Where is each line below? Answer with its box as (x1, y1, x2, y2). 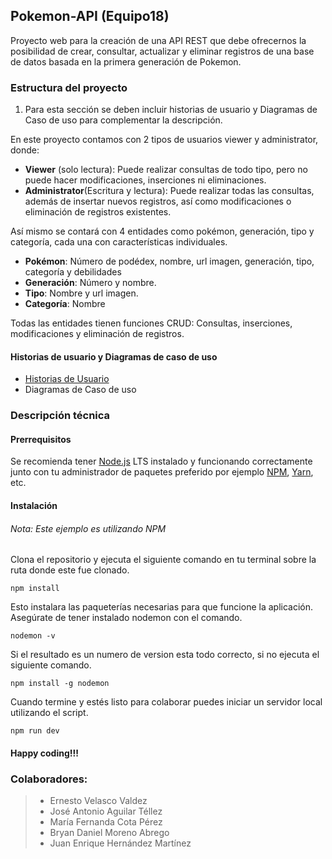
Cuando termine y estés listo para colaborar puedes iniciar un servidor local (10, 696, 323, 708)
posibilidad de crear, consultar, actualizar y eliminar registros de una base (10, 45, 315, 57)
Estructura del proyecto (10, 80, 128, 94)
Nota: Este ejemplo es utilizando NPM (10, 522, 167, 534)
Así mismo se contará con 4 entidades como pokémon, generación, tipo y (10, 225, 315, 238)
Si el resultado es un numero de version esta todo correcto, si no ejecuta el (10, 649, 320, 661)
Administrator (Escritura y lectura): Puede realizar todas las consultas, (24, 185, 315, 197)
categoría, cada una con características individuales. (10, 236, 228, 248)
